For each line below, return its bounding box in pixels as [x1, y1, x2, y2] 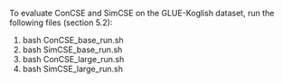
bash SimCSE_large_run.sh [22, 63, 124, 74]
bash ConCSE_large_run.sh [22, 54, 125, 64]
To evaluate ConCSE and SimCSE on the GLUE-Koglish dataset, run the [9, 8, 275, 18]
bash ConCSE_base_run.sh [22, 35, 124, 45]
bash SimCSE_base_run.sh [22, 44, 123, 55]
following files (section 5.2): [9, 17, 113, 28]
